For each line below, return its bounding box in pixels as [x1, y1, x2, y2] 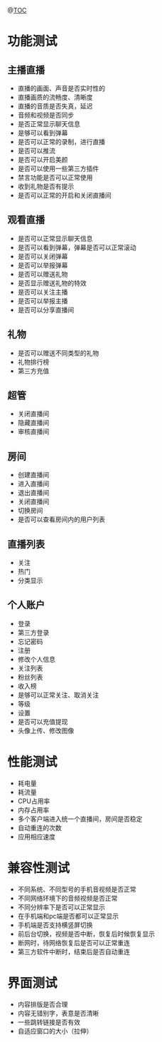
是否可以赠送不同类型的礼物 [17, 349, 99, 357]
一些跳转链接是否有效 [17, 1018, 80, 1026]
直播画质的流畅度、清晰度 [17, 93, 93, 101]
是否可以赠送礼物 [17, 270, 68, 278]
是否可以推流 [17, 146, 55, 155]
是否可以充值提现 [17, 717, 68, 726]
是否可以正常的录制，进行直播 [17, 138, 105, 145]
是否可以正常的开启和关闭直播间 [17, 191, 112, 199]
